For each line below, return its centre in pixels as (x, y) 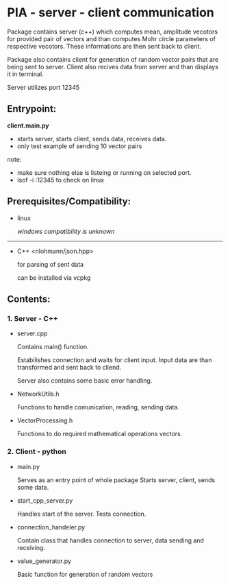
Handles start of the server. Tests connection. (81, 514)
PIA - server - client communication (111, 13)
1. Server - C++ (33, 318)
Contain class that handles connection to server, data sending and (110, 540)
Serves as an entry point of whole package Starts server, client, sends (116, 480)
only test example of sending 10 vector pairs (79, 146)
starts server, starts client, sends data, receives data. (92, 139)
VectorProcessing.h (45, 420)
